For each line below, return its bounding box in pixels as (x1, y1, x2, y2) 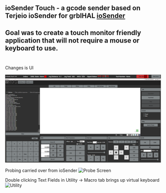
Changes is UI (5, 65, 34, 71)
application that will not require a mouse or (5, 36, 140, 45)
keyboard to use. (5, 44, 58, 52)
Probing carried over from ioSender (5, 167, 78, 173)
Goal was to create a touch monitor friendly (5, 28, 141, 37)
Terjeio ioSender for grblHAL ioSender (5, 12, 125, 20)
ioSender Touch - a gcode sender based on (5, 4, 141, 12)
